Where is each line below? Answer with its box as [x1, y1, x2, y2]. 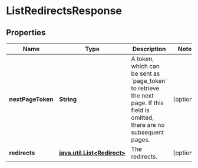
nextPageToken [9, 95, 54, 103]
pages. [131, 136, 150, 143]
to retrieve [131, 84, 160, 92]
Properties [6, 28, 46, 38]
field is [131, 106, 150, 114]
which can [131, 62, 160, 70]
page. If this [131, 99, 164, 107]
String [59, 95, 77, 103]
